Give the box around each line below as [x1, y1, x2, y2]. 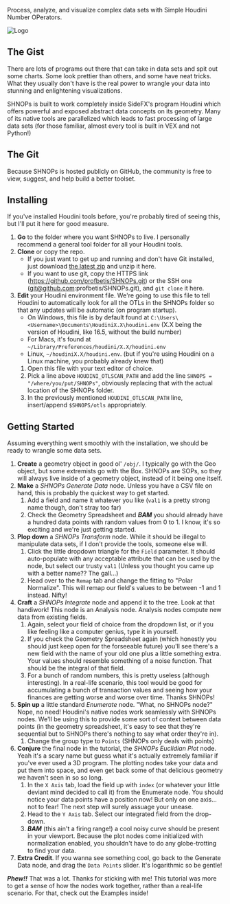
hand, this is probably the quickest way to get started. [16, 489, 170, 497]
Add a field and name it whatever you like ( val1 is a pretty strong [27, 496, 211, 504]
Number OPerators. [7, 13, 62, 21]
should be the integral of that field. [27, 664, 126, 673]
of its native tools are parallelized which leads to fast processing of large [7, 114, 213, 122]
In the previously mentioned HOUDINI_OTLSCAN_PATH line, [27, 394, 183, 402]
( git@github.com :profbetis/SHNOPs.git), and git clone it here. [27, 284, 205, 293]
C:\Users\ [150, 315, 179, 321]
